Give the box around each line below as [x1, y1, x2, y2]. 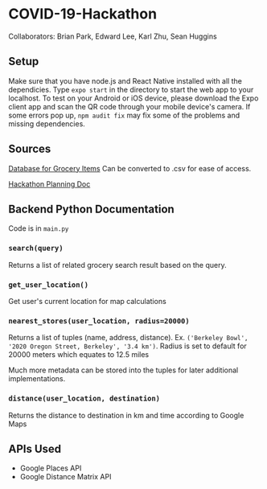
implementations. [8, 374, 66, 384]
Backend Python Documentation [8, 202, 175, 216]
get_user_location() [8, 280, 89, 290]
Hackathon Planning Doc [8, 179, 91, 189]
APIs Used [8, 442, 62, 455]
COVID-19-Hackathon [8, 5, 158, 23]
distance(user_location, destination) [8, 394, 161, 403]
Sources [8, 142, 51, 156]
